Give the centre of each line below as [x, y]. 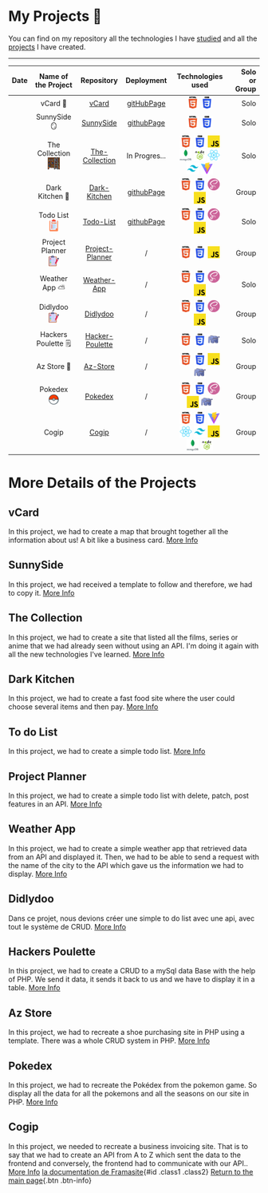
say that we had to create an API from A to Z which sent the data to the [125, 1155]
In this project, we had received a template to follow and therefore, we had [130, 584]
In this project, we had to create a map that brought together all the [118, 531]
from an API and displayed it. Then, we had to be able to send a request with [134, 857]
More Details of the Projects [102, 483]
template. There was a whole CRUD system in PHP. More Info [109, 1040]
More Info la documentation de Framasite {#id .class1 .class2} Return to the [131, 1171]
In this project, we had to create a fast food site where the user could [122, 699]
